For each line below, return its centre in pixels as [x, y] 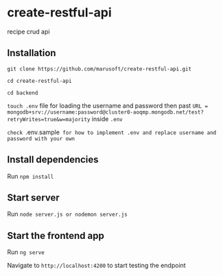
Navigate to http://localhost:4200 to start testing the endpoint [97, 266]
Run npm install [31, 176]
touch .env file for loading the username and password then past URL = [107, 105]
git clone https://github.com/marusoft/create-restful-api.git [99, 69]
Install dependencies [53, 160]
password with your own [41, 138]
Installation [32, 53]
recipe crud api [28, 32]
